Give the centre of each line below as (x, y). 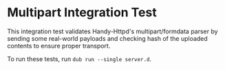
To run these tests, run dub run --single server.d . (79, 58)
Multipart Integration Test (82, 13)
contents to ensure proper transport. (59, 46)
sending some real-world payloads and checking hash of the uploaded (107, 38)
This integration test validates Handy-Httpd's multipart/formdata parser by (112, 31)
